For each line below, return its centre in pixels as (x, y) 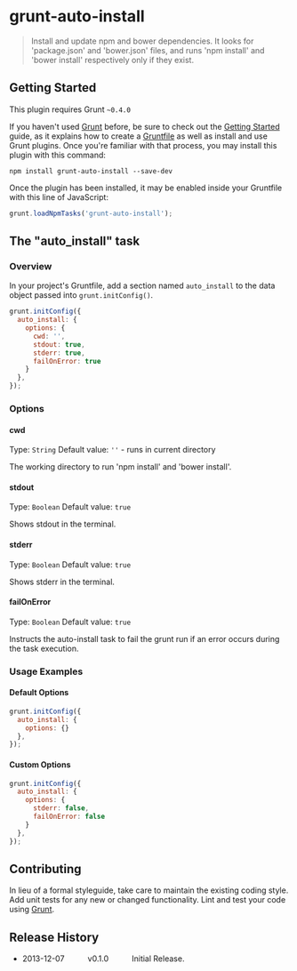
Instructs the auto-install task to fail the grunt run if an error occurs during (144, 638)
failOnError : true (67, 361)
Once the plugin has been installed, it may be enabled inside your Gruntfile (146, 188)
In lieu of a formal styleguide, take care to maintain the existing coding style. (149, 890)
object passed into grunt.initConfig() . (81, 295)
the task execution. (44, 648)
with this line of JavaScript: (59, 197)
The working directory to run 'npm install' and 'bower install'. (120, 467)
